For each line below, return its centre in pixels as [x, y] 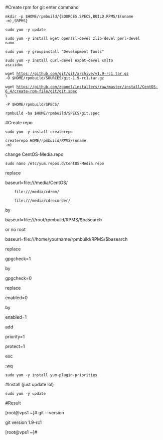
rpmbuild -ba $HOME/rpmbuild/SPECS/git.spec [52, 113]
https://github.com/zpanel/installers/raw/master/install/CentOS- [87, 87]
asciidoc [14, 65]
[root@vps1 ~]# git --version [35, 413]
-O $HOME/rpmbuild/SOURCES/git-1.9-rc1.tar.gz [55, 78]
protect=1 [15, 346]
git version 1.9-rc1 [23, 422]
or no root [16, 229]
